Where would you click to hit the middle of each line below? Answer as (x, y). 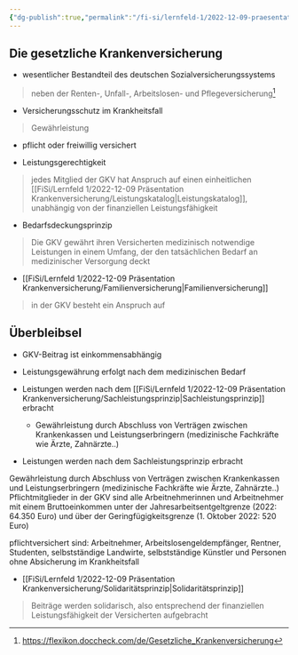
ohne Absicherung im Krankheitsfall (74, 562)
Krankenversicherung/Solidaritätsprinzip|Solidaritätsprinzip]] (133, 588)
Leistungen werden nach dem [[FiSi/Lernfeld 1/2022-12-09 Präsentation (154, 388)
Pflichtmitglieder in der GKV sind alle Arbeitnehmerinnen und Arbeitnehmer (146, 497)
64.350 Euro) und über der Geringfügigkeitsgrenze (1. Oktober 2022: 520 (143, 515)
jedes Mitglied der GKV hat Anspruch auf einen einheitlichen (141, 180)
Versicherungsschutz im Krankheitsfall (92, 111)
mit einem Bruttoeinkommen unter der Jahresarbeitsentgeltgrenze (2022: (143, 507)
